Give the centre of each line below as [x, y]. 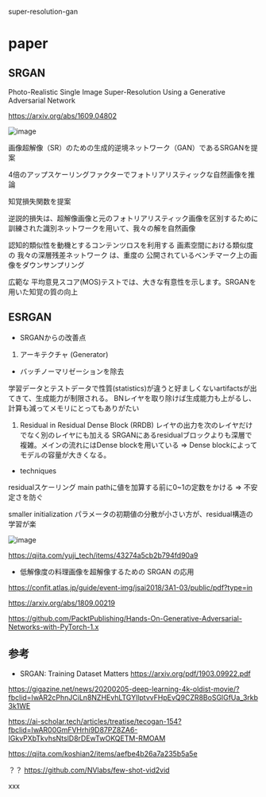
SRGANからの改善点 [53, 337]
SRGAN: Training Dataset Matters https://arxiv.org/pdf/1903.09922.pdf [135, 673]
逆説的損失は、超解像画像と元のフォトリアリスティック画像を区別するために [133, 218]
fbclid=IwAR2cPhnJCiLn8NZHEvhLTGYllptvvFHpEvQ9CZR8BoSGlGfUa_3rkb [133, 697]
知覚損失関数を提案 [40, 201]
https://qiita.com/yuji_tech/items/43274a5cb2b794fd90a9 [103, 555]
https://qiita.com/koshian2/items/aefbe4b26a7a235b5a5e [103, 753]
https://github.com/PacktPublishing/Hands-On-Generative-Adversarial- [125, 618]
